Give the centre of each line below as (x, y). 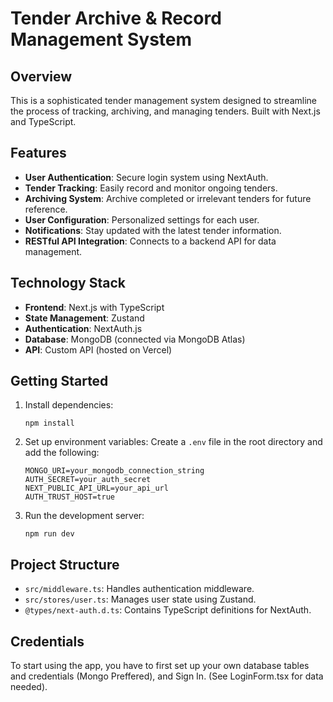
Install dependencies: (69, 405)
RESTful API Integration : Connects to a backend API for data (150, 241)
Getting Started (59, 381)
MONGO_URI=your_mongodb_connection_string (114, 471)
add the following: (62, 453)
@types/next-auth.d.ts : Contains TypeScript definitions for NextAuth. (168, 610)
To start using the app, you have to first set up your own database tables (160, 666)
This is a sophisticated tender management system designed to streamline (164, 100)
